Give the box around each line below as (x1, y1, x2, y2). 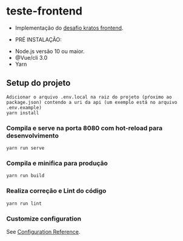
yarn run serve (6, 145, 45, 152)
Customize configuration (6, 214, 82, 223)
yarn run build (6, 173, 45, 179)
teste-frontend (6, 4, 83, 18)
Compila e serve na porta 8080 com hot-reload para (6, 124, 163, 132)
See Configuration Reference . (6, 228, 81, 235)
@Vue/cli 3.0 (15, 54, 48, 61)
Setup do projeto (6, 78, 71, 88)
